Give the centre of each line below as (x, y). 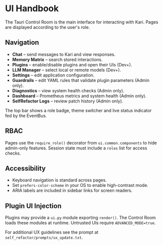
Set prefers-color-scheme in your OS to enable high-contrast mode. (80, 185)
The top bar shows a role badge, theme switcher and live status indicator (79, 110)
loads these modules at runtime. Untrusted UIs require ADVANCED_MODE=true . (81, 223)
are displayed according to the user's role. (48, 27)
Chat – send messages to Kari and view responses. (64, 54)
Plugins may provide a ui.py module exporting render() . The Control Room (81, 218)
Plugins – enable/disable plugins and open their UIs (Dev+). (72, 64)
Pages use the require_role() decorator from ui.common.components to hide (81, 143)
